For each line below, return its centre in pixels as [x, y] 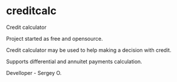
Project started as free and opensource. [55, 38]
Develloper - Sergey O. [34, 73]
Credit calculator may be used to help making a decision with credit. [89, 50]
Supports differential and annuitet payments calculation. [74, 61]
